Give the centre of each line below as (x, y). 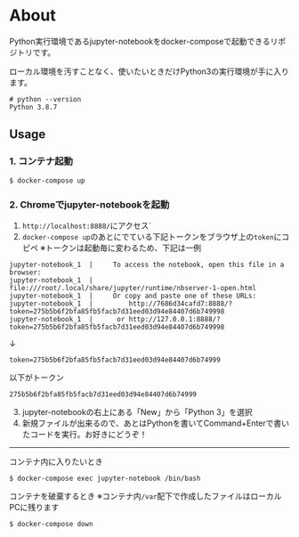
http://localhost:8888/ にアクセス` (87, 225)
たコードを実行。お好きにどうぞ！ (85, 434)
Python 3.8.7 (33, 107)
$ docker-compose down (51, 524)
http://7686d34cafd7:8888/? (181, 304)
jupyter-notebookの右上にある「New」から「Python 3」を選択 (137, 411)
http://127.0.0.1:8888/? (174, 319)
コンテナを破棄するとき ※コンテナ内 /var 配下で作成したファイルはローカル (145, 496)
